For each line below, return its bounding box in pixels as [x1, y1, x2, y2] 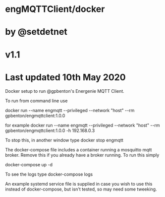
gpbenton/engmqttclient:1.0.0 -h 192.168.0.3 [5, 128, 95, 133]
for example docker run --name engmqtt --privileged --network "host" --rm [5, 122, 160, 128]
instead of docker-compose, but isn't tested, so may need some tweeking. [5, 186, 157, 192]
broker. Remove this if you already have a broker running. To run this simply [5, 152, 160, 158]
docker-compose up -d [5, 161, 53, 167]
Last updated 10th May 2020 [5, 71, 126, 83]
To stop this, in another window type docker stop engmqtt [5, 137, 124, 143]
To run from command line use [5, 98, 68, 104]
